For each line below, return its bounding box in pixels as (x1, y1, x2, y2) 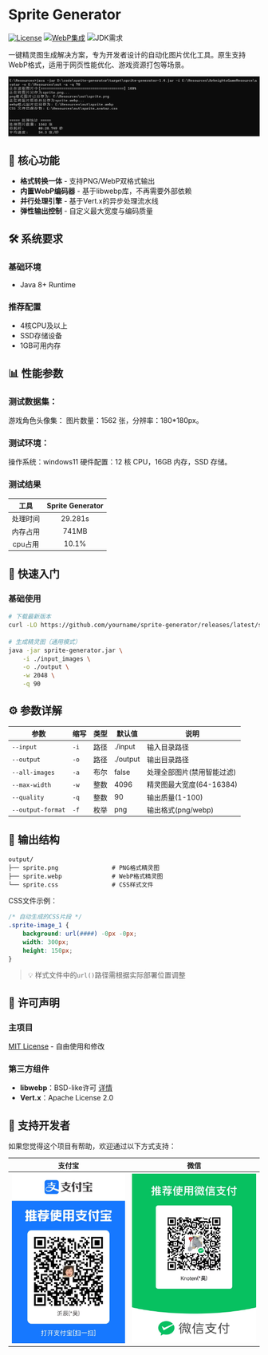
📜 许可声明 (8, 996, 60, 1009)
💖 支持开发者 (8, 1119, 70, 1132)
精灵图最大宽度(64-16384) (146, 780, 238, 789)
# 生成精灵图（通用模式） (8, 638, 81, 646)
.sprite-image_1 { (8, 922, 69, 930)
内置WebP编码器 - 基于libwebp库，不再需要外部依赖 (19, 186, 192, 196)
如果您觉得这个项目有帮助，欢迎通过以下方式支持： (8, 1141, 176, 1151)
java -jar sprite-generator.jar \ (8, 646, 124, 654)
